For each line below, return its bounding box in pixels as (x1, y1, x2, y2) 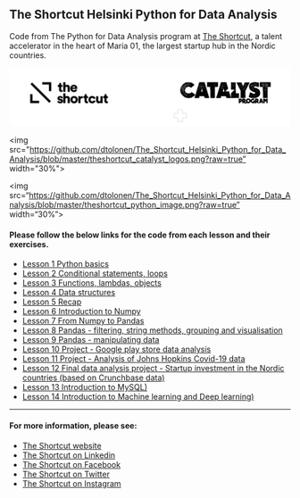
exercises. (9, 238, 49, 249)
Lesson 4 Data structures (21, 287, 116, 298)
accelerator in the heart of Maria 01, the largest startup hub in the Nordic (9, 40, 277, 51)
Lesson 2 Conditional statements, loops (21, 268, 168, 279)
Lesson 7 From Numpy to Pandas (21, 316, 145, 327)
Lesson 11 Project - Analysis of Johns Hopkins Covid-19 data (21, 353, 246, 364)
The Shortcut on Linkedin (21, 450, 116, 461)
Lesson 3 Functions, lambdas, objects (21, 278, 162, 288)
